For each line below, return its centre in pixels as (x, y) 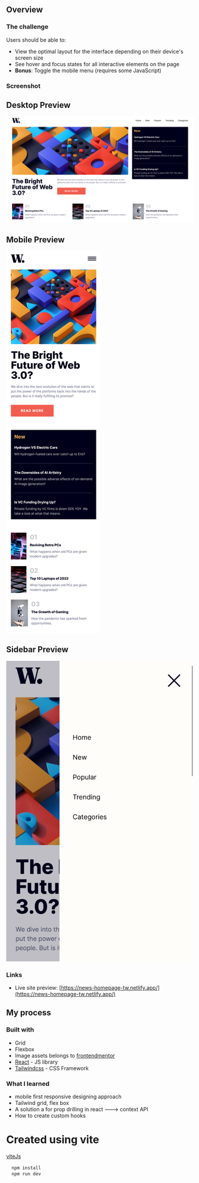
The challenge (27, 27)
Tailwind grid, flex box (42, 1103)
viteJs (14, 1156)
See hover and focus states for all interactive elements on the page (97, 64)
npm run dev (27, 1174)
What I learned (28, 1083)
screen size (29, 58)
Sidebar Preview (37, 650)
